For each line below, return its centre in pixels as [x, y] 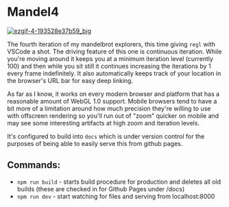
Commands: [34, 165]
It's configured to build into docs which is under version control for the [106, 136]
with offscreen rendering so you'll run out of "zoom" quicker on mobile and [113, 115]
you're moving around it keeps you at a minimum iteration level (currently [110, 58]
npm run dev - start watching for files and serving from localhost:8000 [116, 196]
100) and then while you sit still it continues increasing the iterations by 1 [109, 66]
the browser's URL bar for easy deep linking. [70, 80]
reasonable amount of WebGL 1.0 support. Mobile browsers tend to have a [112, 101]
